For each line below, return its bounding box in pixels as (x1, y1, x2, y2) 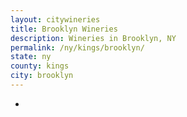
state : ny (10, 52, 52, 62)
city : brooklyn (10, 71, 74, 81)
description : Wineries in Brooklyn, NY (10, 33, 177, 43)
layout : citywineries (10, 14, 101, 25)
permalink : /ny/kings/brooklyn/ (10, 42, 145, 53)
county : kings (10, 61, 70, 71)
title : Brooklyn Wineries (10, 24, 118, 34)
